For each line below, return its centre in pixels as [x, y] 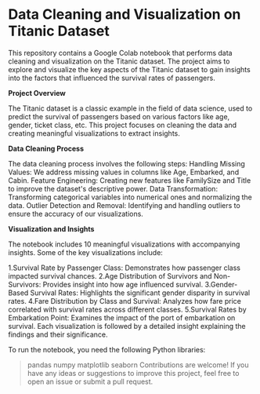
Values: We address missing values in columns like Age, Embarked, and [124, 172]
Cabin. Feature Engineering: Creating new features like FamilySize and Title [130, 180]
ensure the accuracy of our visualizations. [76, 213]
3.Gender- [221, 284]
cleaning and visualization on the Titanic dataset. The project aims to [119, 61]
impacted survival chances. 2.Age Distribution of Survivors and [110, 275]
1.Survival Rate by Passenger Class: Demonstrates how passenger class [125, 268]
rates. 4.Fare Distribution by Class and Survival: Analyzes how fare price [125, 301]
